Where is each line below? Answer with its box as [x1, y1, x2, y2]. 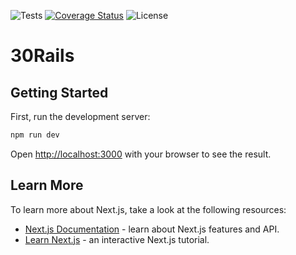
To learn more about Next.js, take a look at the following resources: [10, 203, 287, 215]
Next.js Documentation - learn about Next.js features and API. [24, 223, 280, 235]
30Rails [10, 45, 75, 67]
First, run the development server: [10, 111, 151, 122]
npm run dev [10, 130, 60, 140]
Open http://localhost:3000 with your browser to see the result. [10, 148, 272, 160]
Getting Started [10, 84, 109, 101]
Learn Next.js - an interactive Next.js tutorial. [24, 233, 210, 245]
